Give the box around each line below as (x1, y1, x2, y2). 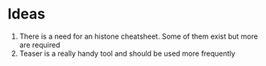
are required (19, 39, 61, 49)
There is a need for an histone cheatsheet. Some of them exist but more (19, 31, 259, 41)
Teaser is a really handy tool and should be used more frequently (19, 48, 235, 58)
